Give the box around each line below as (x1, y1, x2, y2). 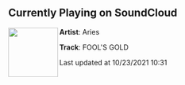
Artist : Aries (59, 27, 100, 36)
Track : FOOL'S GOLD (59, 42, 129, 52)
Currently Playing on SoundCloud (8, 6, 178, 20)
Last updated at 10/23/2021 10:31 (59, 57, 168, 67)
